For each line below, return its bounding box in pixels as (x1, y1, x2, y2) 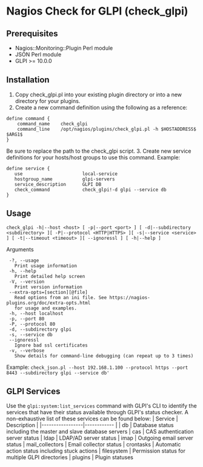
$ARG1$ (6, 131, 23, 137)
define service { (6, 165, 50, 171)
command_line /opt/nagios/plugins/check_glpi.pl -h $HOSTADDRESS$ (17, 126, 197, 132)
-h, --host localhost (8, 310, 64, 316)
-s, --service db (8, 331, 53, 337)
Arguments (6, 245, 35, 253)
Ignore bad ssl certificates (14, 342, 88, 348)
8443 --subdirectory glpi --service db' (6, 369, 110, 376)
